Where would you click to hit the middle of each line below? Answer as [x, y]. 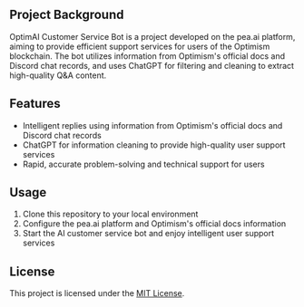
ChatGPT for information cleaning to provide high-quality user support [154, 145]
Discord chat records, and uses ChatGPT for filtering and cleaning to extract [152, 65]
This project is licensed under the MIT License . [97, 293]
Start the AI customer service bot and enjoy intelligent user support [148, 234]
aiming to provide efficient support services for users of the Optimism [140, 46]
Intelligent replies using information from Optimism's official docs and [152, 125]
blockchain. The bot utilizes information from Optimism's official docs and [147, 56]
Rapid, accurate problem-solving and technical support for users [143, 164]
